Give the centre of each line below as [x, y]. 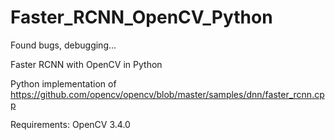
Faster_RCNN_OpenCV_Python [141, 17]
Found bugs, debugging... [63, 45]
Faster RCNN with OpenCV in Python [86, 64]
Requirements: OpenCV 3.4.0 [70, 124]
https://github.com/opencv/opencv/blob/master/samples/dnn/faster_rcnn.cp [167, 94]
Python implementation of [63, 83]
